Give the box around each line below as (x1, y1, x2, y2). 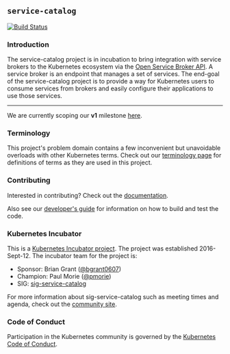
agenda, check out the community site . (7, 300, 118, 308)
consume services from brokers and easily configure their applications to (7, 84, 214, 92)
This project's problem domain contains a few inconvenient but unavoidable (7, 144, 221, 152)
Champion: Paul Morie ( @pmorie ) (16, 273, 112, 280)
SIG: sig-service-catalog (16, 279, 87, 288)
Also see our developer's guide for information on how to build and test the (7, 204, 219, 212)
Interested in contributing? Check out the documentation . (7, 191, 169, 199)
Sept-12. (7, 252, 31, 260)
